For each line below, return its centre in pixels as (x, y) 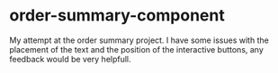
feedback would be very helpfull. (71, 59)
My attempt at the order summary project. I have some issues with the (139, 40)
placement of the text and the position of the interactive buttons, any (136, 49)
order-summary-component (117, 16)
